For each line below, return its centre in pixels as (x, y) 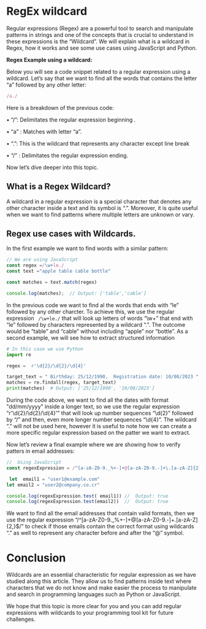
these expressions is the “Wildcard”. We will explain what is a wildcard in (98, 41)
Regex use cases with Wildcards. (71, 234)
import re (19, 354)
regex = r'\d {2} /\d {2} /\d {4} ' (46, 366)
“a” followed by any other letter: (47, 85)
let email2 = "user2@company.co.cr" (53, 485)
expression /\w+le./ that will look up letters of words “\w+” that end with (100, 318)
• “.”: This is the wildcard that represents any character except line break (98, 143)
